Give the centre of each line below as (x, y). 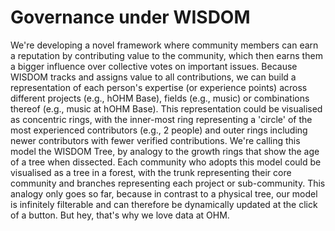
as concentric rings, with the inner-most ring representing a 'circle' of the (161, 119)
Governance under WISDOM (130, 17)
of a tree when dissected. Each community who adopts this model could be (166, 162)
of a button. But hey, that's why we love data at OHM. (120, 215)
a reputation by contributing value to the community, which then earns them (166, 55)
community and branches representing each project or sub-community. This (168, 183)
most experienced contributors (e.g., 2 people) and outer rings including (159, 130)
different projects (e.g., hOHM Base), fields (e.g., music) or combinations (160, 98)
